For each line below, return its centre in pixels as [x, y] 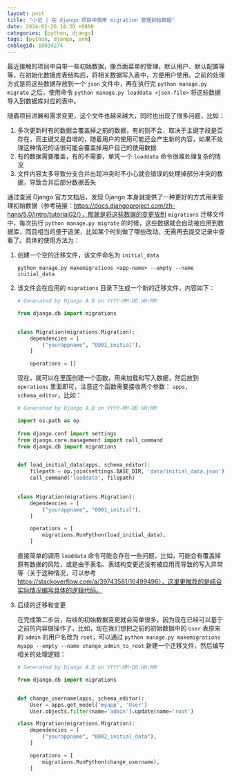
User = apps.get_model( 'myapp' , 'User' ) [89, 705]
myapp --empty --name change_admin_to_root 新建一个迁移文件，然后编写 [121, 645]
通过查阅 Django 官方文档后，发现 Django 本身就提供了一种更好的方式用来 [112, 197]
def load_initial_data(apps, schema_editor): [84, 465]
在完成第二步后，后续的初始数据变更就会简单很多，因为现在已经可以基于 [120, 619]
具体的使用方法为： [52, 240]
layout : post [26, 13]
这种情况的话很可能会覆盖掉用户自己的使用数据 [90, 147]
